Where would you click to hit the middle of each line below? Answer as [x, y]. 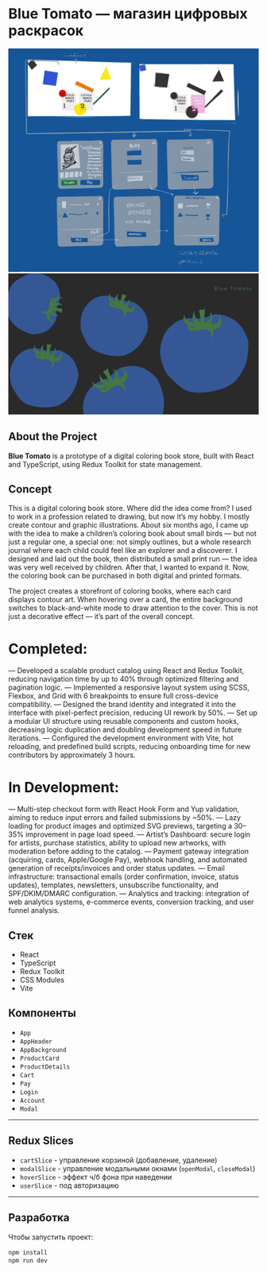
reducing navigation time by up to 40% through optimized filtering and [124, 679]
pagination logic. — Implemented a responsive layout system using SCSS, [129, 687]
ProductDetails [45, 1067]
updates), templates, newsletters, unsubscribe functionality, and [113, 885]
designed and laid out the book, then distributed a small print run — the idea [133, 559]
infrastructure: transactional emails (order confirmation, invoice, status [124, 877]
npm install [28, 1252]
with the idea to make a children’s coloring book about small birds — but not [132, 534]
